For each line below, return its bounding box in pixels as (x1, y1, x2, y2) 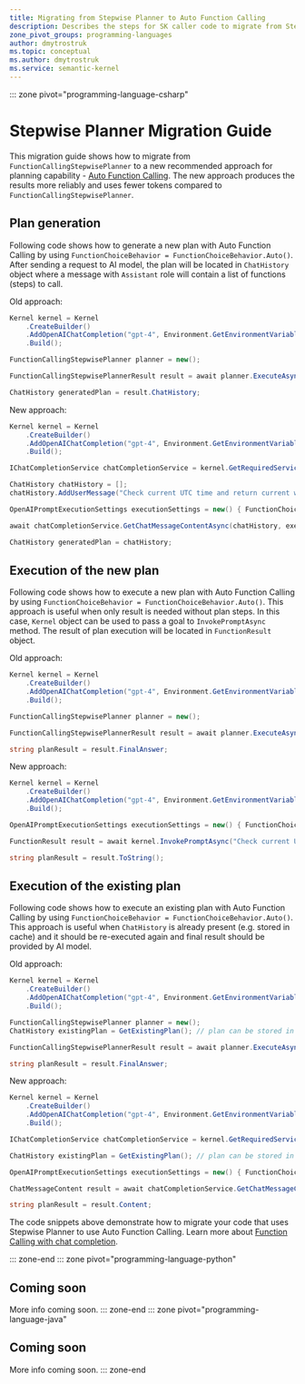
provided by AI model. (9, 941, 93, 952)
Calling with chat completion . (9, 1236, 118, 1247)
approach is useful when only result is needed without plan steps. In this (9, 606, 280, 618)
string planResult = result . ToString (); (9, 853, 165, 863)
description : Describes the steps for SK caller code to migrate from (9, 22, 282, 31)
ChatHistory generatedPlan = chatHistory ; (9, 538, 172, 547)
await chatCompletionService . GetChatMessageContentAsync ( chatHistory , (9, 521, 282, 530)
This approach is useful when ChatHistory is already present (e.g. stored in (9, 922, 290, 933)
